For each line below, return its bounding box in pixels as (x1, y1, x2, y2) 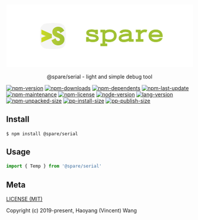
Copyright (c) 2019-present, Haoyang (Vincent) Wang (6, 207, 138, 214)
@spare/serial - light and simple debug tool (46, 73, 153, 80)
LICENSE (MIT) (6, 196, 43, 203)
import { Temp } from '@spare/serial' (6, 163, 102, 170)
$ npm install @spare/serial (6, 130, 78, 137)
